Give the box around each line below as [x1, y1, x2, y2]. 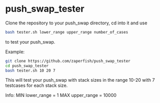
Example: [5, 49, 25, 55]
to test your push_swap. [5, 39, 55, 45]
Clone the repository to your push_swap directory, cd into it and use [5, 20, 147, 26]
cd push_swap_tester [5, 63, 49, 68]
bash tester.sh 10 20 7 [5, 68, 56, 73]
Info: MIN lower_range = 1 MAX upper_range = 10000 [5, 92, 117, 98]
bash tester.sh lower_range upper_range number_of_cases [5, 29, 129, 35]
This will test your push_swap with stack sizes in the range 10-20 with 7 [5, 77, 155, 83]
